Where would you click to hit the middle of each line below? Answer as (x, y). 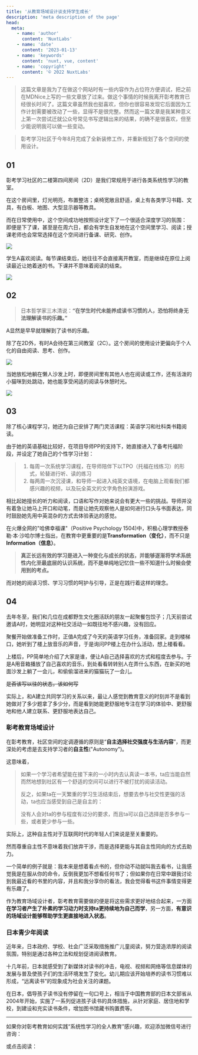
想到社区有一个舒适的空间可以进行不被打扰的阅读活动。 (103, 781)
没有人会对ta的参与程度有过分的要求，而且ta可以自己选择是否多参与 (103, 814)
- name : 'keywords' (41, 55)
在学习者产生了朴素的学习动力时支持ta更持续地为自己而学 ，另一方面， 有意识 (99, 908)
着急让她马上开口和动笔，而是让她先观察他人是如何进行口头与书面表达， (99, 508)
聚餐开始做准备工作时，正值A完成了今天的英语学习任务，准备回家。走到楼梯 (98, 636)
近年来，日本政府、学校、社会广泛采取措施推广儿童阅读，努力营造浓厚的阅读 (99, 946)
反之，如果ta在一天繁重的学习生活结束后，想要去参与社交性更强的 (100, 794)
